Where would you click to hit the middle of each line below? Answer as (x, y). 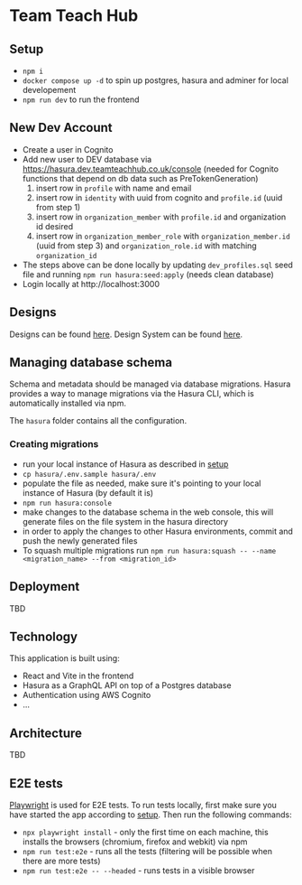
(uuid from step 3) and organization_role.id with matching (146, 246)
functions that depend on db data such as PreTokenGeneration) (140, 178)
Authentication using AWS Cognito (87, 695)
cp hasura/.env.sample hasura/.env (89, 474)
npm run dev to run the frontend (81, 99)
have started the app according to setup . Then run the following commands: (151, 815)
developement (49, 90)
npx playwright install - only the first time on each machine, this (145, 832)
